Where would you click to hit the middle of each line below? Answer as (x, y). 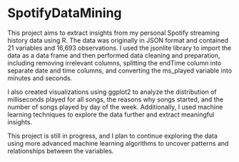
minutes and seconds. (40, 78)
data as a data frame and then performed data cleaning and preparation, (114, 55)
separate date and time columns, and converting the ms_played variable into (120, 70)
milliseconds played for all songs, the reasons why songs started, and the (115, 99)
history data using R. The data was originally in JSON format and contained (118, 40)
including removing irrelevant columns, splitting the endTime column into (115, 63)
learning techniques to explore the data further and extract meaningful (111, 114)
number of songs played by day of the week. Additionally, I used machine (115, 107)
